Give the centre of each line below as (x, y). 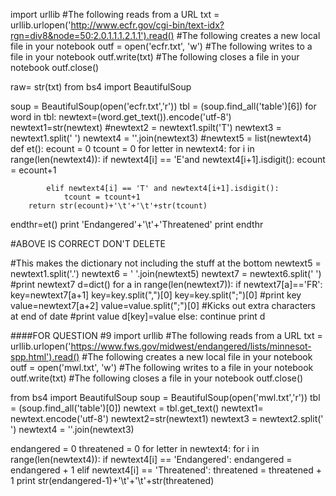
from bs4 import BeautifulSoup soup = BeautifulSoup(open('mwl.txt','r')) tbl (165, 397)
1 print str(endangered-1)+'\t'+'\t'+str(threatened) (112, 480)
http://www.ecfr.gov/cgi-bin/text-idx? (147, 25)
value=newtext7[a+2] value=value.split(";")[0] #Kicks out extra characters (163, 305)
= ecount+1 (33, 170)
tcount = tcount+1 (102, 197)
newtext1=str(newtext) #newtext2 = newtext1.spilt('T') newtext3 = (146, 127)
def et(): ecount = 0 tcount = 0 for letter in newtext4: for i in (132, 148)
